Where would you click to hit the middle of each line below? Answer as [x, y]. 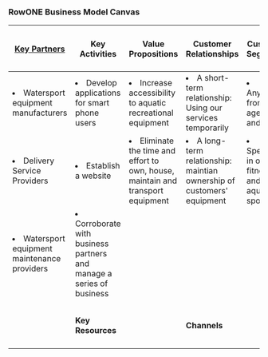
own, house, [152, 170]
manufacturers [40, 113]
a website [93, 176]
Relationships [213, 54]
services [202, 117]
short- [217, 77]
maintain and [153, 180]
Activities [98, 54]
